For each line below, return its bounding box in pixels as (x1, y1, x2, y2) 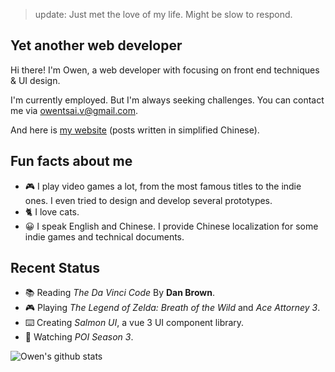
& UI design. (10, 74, 61, 86)
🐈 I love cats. (24, 205, 80, 218)
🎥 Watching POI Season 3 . (24, 331, 134, 343)
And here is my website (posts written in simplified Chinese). (10, 124, 260, 136)
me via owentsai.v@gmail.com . (10, 104, 138, 116)
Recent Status (10, 260, 100, 277)
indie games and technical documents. (24, 230, 185, 243)
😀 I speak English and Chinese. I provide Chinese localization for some (24, 220, 319, 232)
